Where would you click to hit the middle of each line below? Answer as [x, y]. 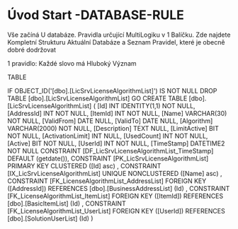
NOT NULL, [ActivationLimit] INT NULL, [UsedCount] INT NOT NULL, [108, 136]
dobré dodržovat [32, 49]
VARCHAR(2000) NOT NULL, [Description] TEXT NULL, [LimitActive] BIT [113, 128]
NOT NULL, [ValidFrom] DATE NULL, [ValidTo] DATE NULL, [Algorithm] [110, 121]
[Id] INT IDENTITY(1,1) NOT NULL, [146, 105]
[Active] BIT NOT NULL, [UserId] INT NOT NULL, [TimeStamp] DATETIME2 [116, 143]
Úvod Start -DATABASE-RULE [96, 15]
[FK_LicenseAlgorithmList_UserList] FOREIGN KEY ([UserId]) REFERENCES [116, 211]
